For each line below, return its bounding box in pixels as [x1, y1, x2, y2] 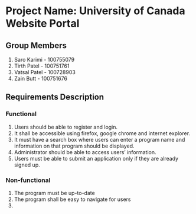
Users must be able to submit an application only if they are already [14, 155, 178, 162]
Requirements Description [5, 92, 104, 102]
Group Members [5, 40, 67, 50]
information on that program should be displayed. [14, 142, 135, 149]
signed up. [14, 161, 40, 168]
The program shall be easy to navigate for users [14, 196, 131, 203]
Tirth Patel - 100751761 [14, 62, 70, 69]
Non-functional [5, 176, 51, 184]
